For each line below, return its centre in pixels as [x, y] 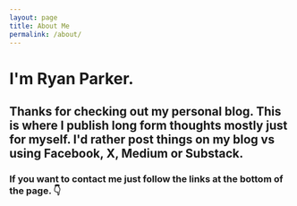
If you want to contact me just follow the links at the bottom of [146, 178]
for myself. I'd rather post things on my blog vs [142, 139]
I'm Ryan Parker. [72, 78]
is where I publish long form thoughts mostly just [148, 125]
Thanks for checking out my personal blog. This [145, 112]
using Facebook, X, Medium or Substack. [127, 153]
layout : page [34, 17]
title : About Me [39, 26]
